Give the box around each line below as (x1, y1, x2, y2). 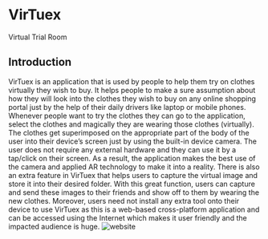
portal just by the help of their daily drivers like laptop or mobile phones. (8, 102, 246, 111)
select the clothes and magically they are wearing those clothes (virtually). (8, 119, 254, 129)
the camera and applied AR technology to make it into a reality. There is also (8, 162, 260, 172)
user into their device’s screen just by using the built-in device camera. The (8, 136, 257, 146)
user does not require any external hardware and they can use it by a (8, 144, 237, 154)
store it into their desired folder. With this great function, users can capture (8, 179, 255, 188)
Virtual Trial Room (8, 32, 67, 42)
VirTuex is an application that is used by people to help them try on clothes (8, 76, 255, 86)
